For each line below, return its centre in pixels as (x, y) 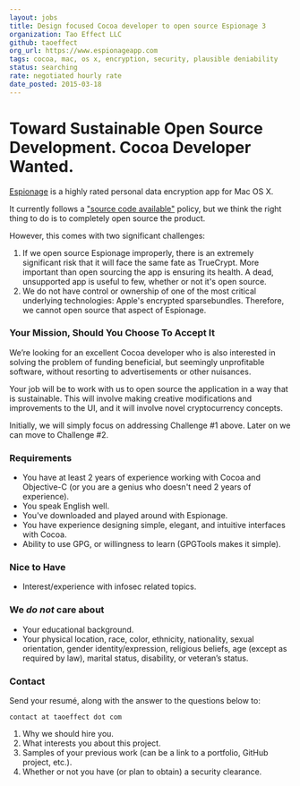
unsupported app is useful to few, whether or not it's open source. (144, 281)
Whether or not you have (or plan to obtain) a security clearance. (142, 772)
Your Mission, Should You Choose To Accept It (112, 333)
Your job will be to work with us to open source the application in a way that (149, 389)
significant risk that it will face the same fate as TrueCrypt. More (141, 262)
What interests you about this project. (91, 743)
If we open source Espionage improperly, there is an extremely (138, 252)
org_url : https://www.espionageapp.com (84, 51)
